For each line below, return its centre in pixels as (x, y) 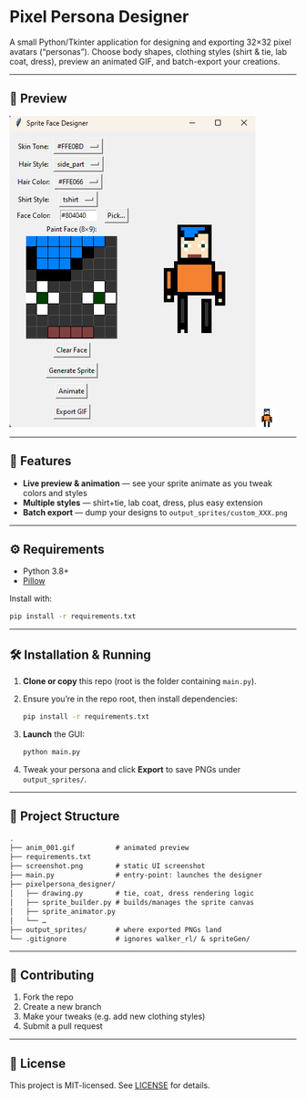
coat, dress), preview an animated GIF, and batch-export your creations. (145, 61)
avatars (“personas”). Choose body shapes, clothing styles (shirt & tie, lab (148, 51)
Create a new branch (62, 1007)
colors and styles (55, 493)
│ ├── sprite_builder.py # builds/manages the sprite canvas (132, 902)
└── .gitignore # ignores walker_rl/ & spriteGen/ (130, 939)
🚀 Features (41, 461)
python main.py (51, 752)
